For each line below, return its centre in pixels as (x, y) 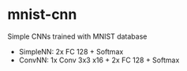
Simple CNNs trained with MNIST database (77, 36)
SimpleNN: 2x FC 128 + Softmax (71, 51)
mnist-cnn (42, 15)
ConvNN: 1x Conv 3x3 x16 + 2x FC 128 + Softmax (99, 60)
